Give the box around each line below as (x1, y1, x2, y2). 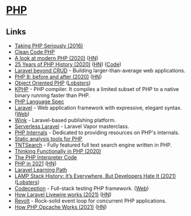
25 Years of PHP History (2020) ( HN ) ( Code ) (14, 61, 122, 68)
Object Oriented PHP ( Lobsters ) (14, 79, 91, 86)
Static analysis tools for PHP (14, 135, 83, 142)
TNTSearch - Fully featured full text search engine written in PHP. (14, 141, 172, 148)
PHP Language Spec (14, 98, 65, 105)
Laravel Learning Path (14, 166, 68, 173)
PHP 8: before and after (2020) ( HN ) (14, 74, 102, 80)
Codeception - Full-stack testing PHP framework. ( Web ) (14, 185, 149, 191)
